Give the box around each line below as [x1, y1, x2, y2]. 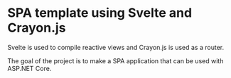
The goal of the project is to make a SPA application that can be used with [7, 56, 224, 65]
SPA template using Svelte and [7, 5, 193, 21]
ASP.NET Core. [7, 64, 52, 72]
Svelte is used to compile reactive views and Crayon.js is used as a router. [7, 43, 225, 51]
